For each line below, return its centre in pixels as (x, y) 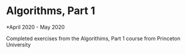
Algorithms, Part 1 (51, 11)
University (19, 45)
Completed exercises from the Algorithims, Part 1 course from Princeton (93, 38)
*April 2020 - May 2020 (35, 27)
